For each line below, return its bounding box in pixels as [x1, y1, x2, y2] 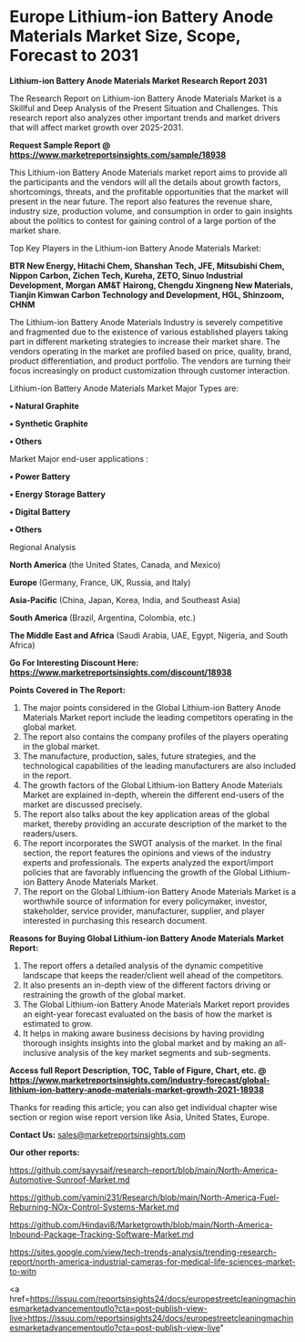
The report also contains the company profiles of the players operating [22, 731, 289, 742]
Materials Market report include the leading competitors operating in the [22, 712, 294, 722]
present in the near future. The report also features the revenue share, [9, 196, 273, 207]
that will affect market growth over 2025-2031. [9, 121, 184, 133]
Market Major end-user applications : [9, 453, 148, 464]
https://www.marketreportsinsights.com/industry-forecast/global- [9, 1074, 270, 1085]
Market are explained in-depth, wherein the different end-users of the [22, 789, 285, 800]
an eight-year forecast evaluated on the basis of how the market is [22, 1009, 273, 1019]
